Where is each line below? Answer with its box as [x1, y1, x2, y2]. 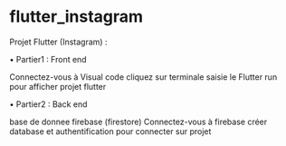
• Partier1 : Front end [9, 54, 88, 64]
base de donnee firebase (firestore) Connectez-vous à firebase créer [9, 116, 268, 127]
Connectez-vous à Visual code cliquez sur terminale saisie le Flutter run [9, 71, 278, 83]
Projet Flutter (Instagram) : [9, 36, 108, 47]
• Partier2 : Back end [9, 98, 88, 110]
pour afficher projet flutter [9, 81, 107, 92]
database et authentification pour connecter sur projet [9, 125, 212, 137]
